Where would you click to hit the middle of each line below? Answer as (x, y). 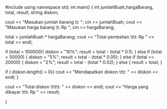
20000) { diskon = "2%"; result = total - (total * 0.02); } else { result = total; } (84, 62)
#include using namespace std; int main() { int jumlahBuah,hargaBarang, (79, 7)
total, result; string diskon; (32, 12)
